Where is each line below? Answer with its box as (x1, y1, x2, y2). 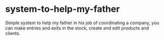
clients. (5, 30, 21, 36)
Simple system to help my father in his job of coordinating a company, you (5, 20, 159, 26)
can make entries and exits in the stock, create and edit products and (5, 25, 149, 31)
